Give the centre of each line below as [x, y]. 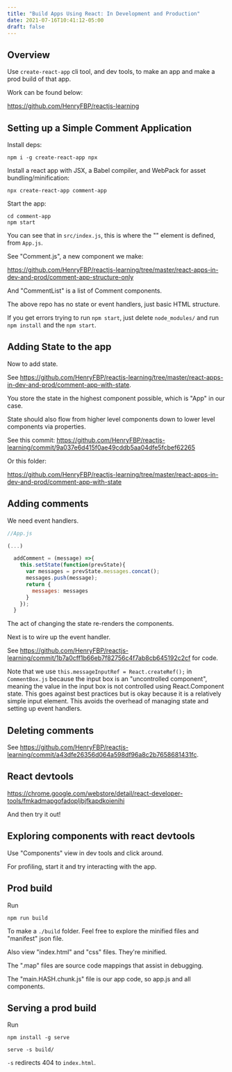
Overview [29, 55]
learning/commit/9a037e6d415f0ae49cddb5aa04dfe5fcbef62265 [101, 447]
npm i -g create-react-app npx [52, 158]
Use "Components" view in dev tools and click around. [85, 853]
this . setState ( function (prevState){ [73, 565]
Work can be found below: [45, 93]
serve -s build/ [31, 1050]
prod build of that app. [39, 79]
